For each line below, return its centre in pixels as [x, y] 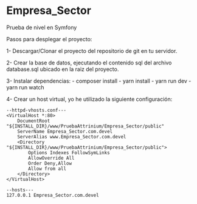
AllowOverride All [51, 158]
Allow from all [47, 168]
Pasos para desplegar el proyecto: [49, 39]
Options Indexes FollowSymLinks [69, 152]
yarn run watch [25, 87]
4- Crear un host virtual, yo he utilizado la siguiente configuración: [89, 99]
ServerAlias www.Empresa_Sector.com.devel [72, 137]
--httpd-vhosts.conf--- [36, 110]
